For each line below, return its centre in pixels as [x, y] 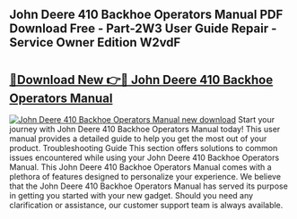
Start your [256, 119]
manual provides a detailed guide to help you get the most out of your [138, 139]
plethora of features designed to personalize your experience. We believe [145, 177]
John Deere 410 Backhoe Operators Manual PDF [146, 15]
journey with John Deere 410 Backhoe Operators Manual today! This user [145, 129]
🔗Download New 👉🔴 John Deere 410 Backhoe [141, 80]
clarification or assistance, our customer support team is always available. [146, 205]
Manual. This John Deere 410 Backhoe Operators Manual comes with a [140, 167]
